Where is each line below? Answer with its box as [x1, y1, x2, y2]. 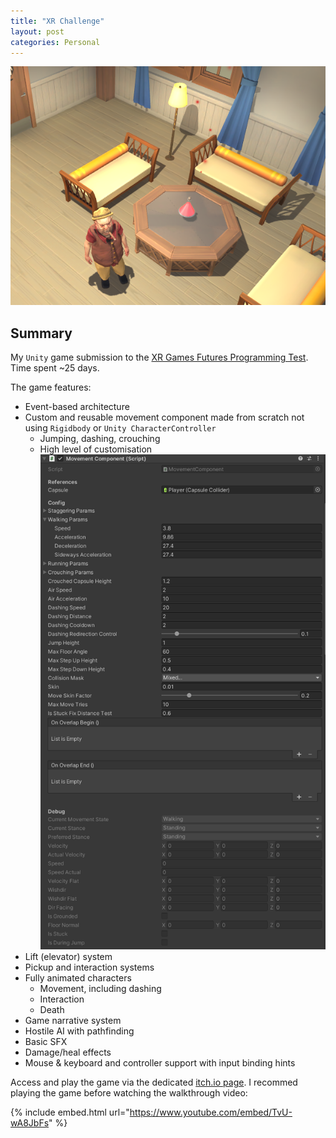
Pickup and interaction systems [24, 961, 155, 974]
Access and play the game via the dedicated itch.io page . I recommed [10, 1076, 298, 1089]
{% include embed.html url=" [10, 1106, 130, 1119]
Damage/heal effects [24, 1046, 112, 1059]
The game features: [10, 381, 92, 394]
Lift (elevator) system [24, 951, 113, 963]
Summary [10, 325, 73, 342]
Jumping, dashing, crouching [39, 433, 161, 445]
